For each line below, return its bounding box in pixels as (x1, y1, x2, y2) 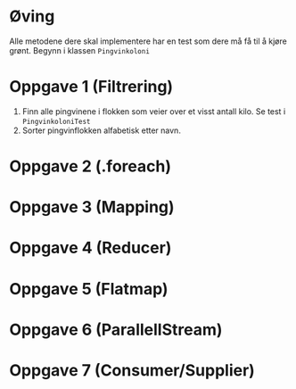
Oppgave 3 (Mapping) (9, 197, 176, 218)
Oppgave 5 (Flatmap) (9, 278, 169, 299)
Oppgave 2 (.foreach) (9, 156, 172, 177)
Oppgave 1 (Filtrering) (9, 77, 174, 97)
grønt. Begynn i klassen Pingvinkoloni (9, 45, 150, 55)
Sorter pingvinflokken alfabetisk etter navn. (21, 125, 181, 136)
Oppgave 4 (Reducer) (9, 238, 172, 258)
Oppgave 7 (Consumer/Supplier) (9, 360, 256, 380)
